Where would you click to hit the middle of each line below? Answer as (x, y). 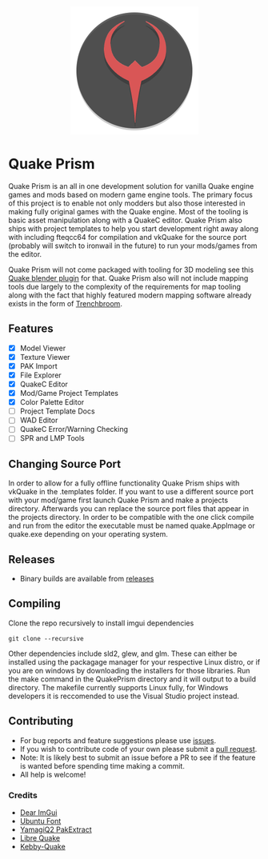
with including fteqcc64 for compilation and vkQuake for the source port (128, 237)
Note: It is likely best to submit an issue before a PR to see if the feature (138, 757)
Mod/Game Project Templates (69, 394)
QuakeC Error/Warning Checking (74, 429)
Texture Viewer (45, 357)
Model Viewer (43, 348)
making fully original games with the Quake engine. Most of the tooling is (128, 211)
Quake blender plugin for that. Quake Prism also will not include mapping (128, 278)
